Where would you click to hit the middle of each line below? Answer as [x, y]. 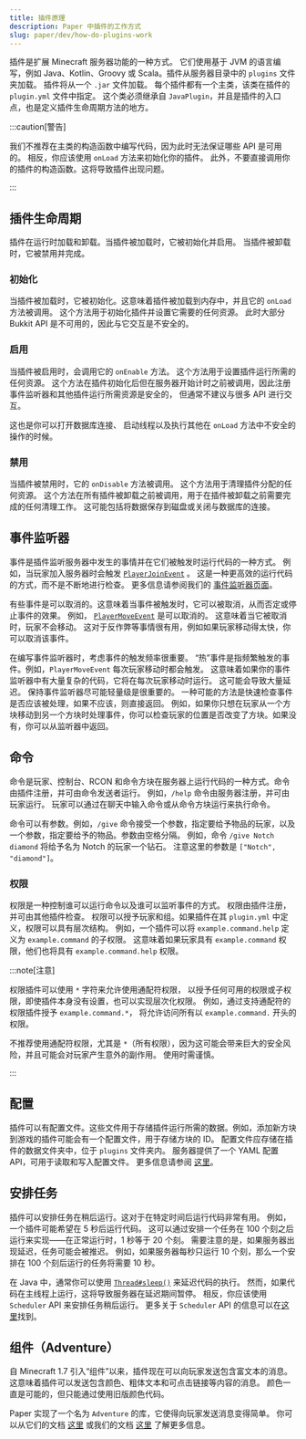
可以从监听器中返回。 [73, 725]
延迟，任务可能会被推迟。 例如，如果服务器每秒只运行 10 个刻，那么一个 [153, 1251]
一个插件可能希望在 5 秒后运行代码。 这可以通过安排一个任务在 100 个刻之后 [152, 1228]
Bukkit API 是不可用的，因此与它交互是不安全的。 [102, 324]
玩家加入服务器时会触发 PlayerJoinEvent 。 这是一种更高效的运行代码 [163, 573]
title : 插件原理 [37, 18]
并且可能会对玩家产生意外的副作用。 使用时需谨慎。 [122, 1054]
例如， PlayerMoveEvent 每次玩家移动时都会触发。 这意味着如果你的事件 [158, 669]
